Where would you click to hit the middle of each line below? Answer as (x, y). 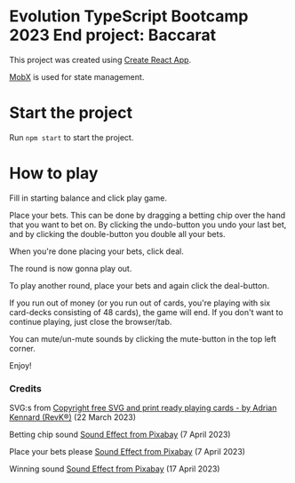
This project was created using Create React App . (100, 59)
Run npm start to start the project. (72, 137)
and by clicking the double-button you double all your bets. (117, 234)
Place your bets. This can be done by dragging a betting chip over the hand (147, 215)
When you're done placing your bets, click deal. (96, 251)
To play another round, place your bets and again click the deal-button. (139, 285)
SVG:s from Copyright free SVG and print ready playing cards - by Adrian (143, 408)
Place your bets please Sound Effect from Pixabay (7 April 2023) (128, 452)
